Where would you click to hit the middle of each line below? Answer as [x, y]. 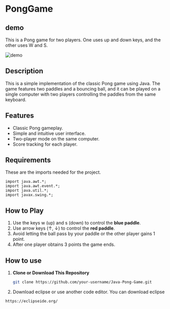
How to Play [25, 210]
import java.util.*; [27, 191]
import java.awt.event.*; [33, 186]
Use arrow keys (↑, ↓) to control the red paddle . [64, 228]
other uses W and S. [27, 45]
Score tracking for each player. [45, 144]
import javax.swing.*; [29, 195]
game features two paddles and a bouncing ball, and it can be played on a [83, 89]
